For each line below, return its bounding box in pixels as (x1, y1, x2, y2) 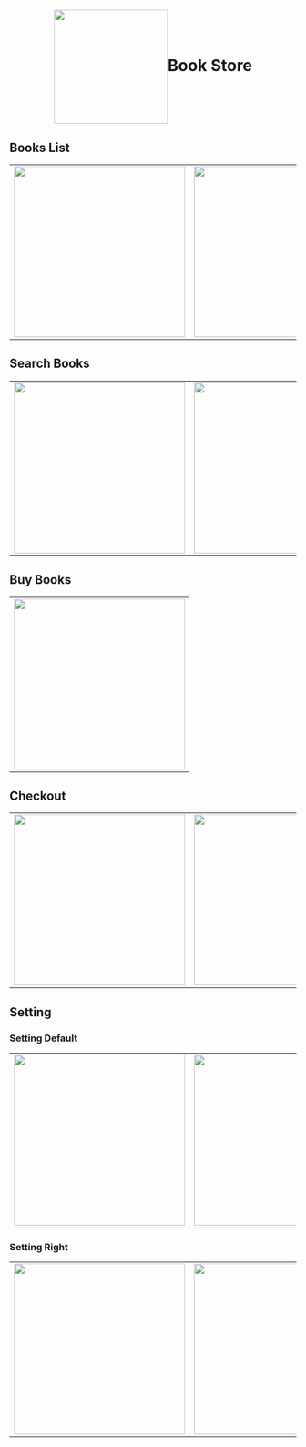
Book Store (167, 55, 253, 76)
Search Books (9, 356, 90, 372)
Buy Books (9, 572, 72, 587)
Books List (9, 139, 70, 155)
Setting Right (9, 1241, 68, 1254)
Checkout (9, 789, 66, 804)
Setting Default (9, 1032, 78, 1044)
